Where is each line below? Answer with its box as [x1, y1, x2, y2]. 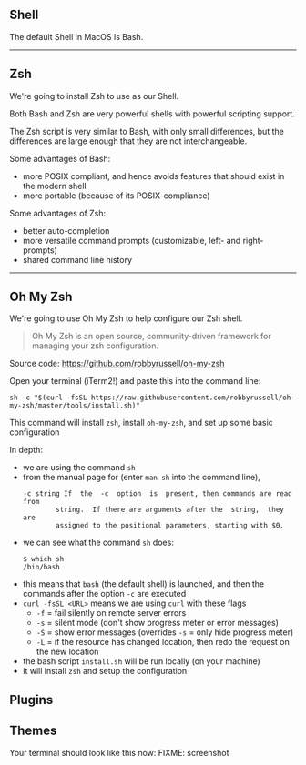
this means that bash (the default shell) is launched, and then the [22, 579, 265, 589]
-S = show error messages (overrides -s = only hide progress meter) [36, 627, 294, 638]
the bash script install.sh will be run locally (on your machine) [22, 656, 261, 667]
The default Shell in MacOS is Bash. [9, 31, 144, 42]
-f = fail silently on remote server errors [36, 608, 187, 619]
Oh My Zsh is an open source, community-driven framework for [31, 331, 271, 342]
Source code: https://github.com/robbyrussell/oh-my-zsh [9, 358, 225, 369]
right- [242, 235, 264, 246]
